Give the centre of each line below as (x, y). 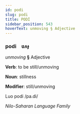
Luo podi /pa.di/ (22, 96)
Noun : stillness (21, 77)
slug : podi (17, 15)
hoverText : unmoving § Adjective (40, 29)
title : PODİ (18, 19)
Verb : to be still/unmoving (32, 67)
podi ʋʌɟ (17, 46)
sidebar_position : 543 (29, 24)
